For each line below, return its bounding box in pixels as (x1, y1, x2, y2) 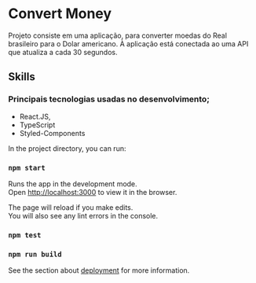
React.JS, (19, 112, 51, 121)
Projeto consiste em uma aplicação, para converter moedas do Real (8, 31, 228, 40)
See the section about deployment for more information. (8, 266, 190, 275)
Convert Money (8, 5, 112, 23)
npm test (8, 230, 42, 240)
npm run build (8, 249, 62, 259)
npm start (8, 163, 46, 172)
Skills (8, 70, 35, 83)
